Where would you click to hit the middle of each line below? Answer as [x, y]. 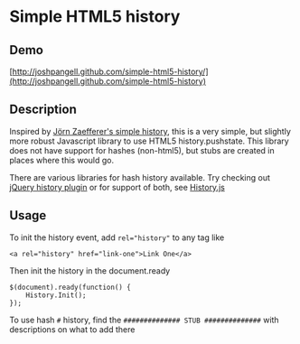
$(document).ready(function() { [70, 287]
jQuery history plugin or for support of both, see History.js [117, 187]
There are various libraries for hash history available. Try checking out [140, 177]
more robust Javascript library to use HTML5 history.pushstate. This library [149, 141]
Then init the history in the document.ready [90, 270]
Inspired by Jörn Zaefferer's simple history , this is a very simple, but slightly [150, 131]
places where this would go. [62, 160]
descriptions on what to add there [72, 329]
